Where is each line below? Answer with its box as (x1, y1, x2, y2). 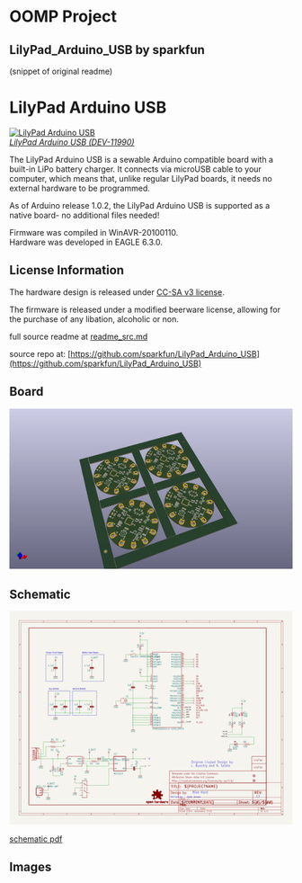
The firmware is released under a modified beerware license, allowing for (9, 304, 281, 315)
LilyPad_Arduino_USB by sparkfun (9, 42, 205, 58)
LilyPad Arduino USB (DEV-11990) (9, 137, 135, 147)
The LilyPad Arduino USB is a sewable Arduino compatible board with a (9, 154, 274, 165)
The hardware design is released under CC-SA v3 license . (9, 286, 225, 298)
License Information (9, 263, 124, 278)
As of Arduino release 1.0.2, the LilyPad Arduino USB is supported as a (9, 200, 271, 210)
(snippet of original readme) (9, 66, 113, 76)
